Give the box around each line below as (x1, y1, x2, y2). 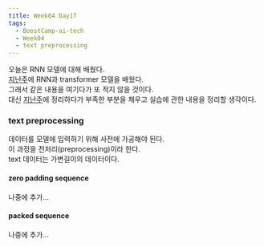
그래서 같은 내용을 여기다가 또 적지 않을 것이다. (8, 85, 154, 95)
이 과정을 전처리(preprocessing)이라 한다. (8, 144, 140, 154)
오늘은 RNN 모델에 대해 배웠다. (8, 65, 105, 75)
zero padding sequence (8, 173, 90, 183)
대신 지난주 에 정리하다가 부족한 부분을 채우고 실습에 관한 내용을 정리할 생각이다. (8, 95, 257, 104)
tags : (8, 19, 26, 27)
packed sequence (8, 211, 70, 221)
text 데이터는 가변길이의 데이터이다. (8, 154, 120, 164)
